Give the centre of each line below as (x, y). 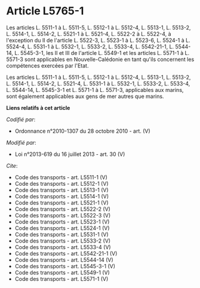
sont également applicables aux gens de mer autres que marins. (85, 96)
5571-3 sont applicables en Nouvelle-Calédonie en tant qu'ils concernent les (100, 59)
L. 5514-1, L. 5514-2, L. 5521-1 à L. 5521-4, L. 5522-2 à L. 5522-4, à (89, 33)
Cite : (12, 166)
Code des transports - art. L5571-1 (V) (61, 278)
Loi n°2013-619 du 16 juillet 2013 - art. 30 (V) (70, 154)
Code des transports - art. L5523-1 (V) (62, 222)
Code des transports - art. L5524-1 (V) (62, 228)
